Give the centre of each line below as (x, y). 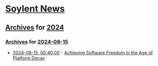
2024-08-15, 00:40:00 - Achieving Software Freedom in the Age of (83, 52)
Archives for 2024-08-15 (37, 42)
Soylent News (35, 9)
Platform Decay (29, 58)
